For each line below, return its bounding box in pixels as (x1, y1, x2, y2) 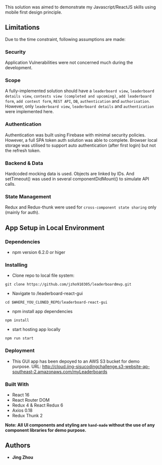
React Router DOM (12, 397, 50, 403)
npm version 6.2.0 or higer (12, 249, 66, 255)
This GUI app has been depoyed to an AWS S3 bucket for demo (12, 358, 140, 364)
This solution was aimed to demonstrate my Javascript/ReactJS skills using (5, 4, 156, 10)
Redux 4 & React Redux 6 (12, 402, 63, 408)
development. (5, 65, 33, 71)
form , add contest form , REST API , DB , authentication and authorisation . (5, 98, 150, 104)
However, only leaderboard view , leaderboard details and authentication (5, 103, 154, 109)
